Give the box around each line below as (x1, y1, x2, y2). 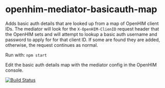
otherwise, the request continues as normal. (5, 42, 98, 48)
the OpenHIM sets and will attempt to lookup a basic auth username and (5, 31, 157, 37)
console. (5, 67, 24, 73)
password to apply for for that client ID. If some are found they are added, (5, 37, 160, 43)
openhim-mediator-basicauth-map (5, 4, 157, 15)
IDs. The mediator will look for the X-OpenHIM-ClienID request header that (5, 25, 159, 32)
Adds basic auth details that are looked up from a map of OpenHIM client (5, 20, 159, 26)
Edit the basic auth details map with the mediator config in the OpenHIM (5, 62, 157, 68)
